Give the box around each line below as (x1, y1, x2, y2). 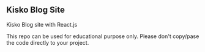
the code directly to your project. (6, 39, 89, 46)
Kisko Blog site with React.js (6, 21, 78, 28)
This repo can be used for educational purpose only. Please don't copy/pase (6, 33, 199, 40)
